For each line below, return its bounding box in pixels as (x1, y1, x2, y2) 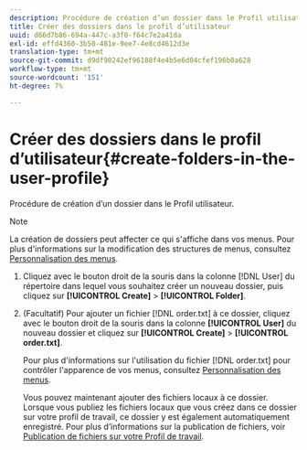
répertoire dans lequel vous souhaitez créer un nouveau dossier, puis (22, 280, 284, 291)
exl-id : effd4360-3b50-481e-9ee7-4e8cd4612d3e (9, 38, 190, 48)
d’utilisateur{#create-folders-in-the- (9, 148, 296, 169)
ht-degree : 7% (9, 81, 64, 91)
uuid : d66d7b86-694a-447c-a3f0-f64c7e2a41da (9, 30, 182, 39)
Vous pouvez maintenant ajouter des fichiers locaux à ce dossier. (22, 391, 269, 402)
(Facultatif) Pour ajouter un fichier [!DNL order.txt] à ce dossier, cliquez (22, 307, 291, 318)
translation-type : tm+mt (9, 48, 104, 57)
